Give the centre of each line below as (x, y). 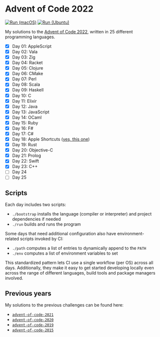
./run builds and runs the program (46, 224)
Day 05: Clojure (28, 68)
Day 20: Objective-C (32, 150)
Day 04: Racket (27, 63)
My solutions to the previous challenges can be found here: (64, 305)
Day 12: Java (25, 106)
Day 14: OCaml (27, 117)
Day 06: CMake (28, 74)
